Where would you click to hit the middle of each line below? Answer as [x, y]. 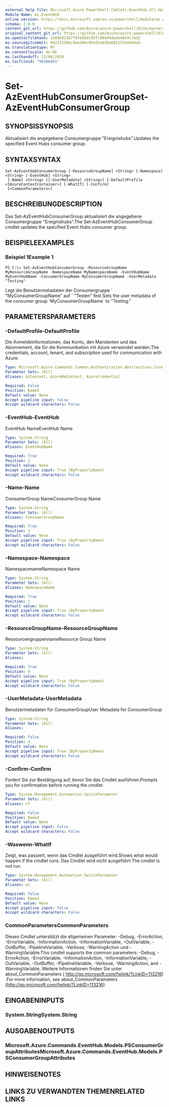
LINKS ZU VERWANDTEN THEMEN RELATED [75, 1092]
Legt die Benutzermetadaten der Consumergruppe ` [59, 290]
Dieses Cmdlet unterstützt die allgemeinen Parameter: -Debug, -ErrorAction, [84, 936]
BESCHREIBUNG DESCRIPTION [54, 204]
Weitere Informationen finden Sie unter [82, 968]
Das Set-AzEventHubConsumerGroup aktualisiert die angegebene [74, 216]
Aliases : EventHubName [29, 447]
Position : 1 [18, 601]
